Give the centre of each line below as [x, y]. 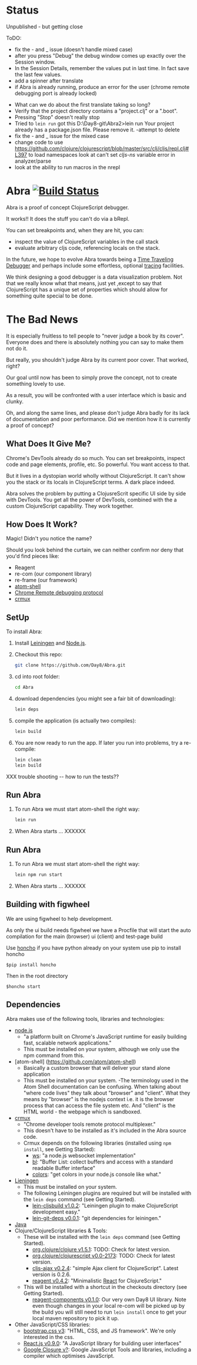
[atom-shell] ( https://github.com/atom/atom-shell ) [75, 1062]
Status [23, 10]
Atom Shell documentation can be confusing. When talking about [102, 1086]
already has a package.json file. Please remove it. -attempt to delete [97, 130]
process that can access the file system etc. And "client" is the [99, 1105]
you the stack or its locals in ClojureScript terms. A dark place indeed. [91, 482]
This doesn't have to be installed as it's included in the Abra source [105, 1130]
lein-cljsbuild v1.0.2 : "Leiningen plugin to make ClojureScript [105, 1205]
